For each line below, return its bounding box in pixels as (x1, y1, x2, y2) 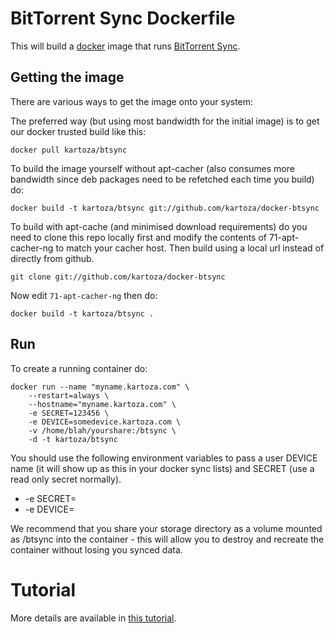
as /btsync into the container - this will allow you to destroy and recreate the (10, 533, 325, 545)
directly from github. (10, 252, 95, 264)
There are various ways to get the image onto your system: (10, 95, 254, 107)
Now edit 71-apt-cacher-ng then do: (10, 289, 158, 301)
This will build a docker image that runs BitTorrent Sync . (10, 40, 241, 52)
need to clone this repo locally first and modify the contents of (10, 231, 267, 243)
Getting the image (10, 69, 125, 86)
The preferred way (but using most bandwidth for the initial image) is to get (10, 115, 320, 127)
